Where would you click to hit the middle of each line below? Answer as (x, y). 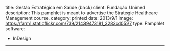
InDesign (22, 38)
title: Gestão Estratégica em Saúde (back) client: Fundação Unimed (75, 7)
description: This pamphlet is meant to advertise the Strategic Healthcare (82, 13)
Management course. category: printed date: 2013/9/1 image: (69, 18)
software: (15, 29)
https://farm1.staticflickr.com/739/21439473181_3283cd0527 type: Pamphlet (85, 23)
